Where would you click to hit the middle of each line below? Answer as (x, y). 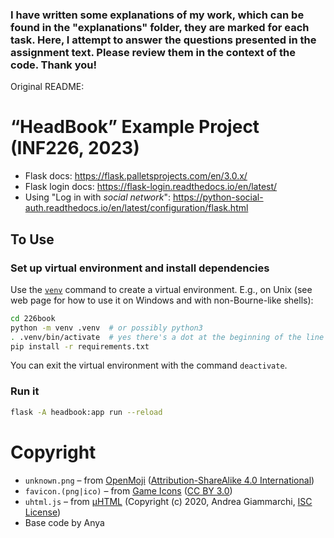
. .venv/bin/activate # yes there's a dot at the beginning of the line (167, 337)
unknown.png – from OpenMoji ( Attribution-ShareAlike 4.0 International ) (169, 480)
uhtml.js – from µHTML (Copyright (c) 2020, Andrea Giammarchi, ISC (168, 501)
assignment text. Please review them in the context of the (153, 52)
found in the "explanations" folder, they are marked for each (160, 27)
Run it (25, 391)
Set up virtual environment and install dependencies (140, 268)
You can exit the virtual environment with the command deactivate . (149, 365)
